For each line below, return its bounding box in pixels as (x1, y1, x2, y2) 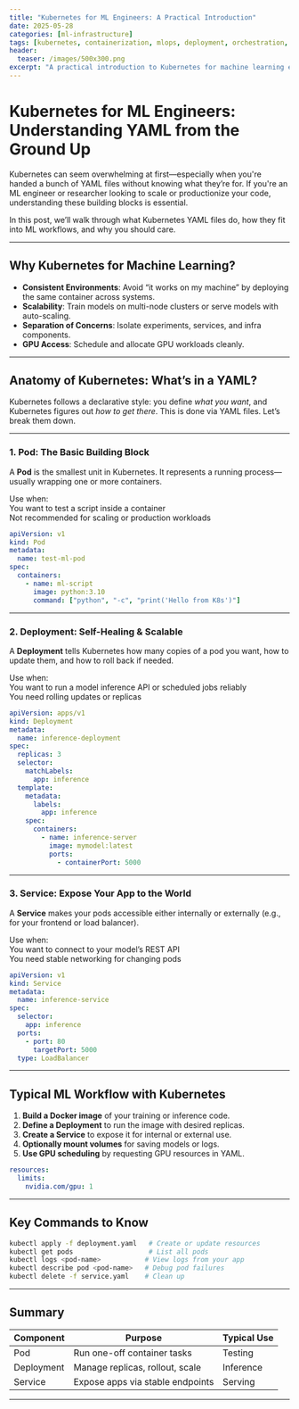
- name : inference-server (41, 833, 138, 842)
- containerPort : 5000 (56, 858, 141, 866)
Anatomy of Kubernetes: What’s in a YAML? (9, 373, 258, 388)
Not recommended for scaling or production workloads (9, 512, 212, 523)
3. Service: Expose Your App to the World (9, 887, 191, 899)
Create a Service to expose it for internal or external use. (21, 1130, 232, 1140)
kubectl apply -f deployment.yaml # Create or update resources (9, 1239, 261, 1247)
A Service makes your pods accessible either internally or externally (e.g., (9, 908, 281, 918)
